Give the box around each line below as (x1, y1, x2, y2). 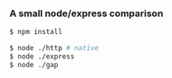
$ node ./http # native (9, 44, 100, 53)
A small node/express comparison (9, 7, 164, 20)
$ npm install (9, 28, 63, 37)
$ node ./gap (9, 60, 59, 69)
